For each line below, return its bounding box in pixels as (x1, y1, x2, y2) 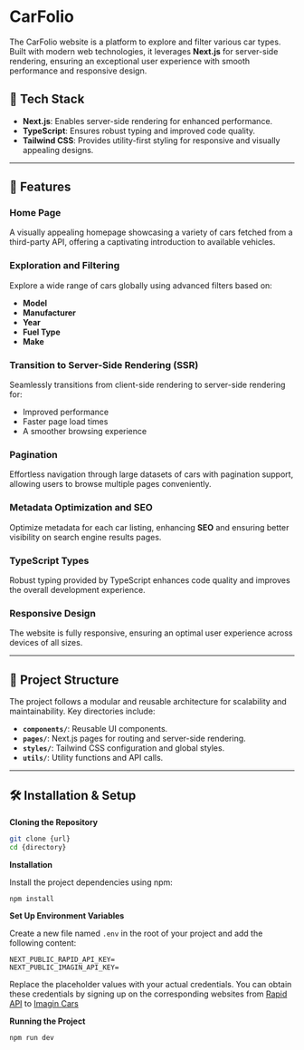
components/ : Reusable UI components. (22, 724, 168, 734)
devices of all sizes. (9, 637, 83, 648)
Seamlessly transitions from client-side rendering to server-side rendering (9, 379, 286, 391)
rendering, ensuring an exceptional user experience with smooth (9, 55, 251, 66)
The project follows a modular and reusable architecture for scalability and (9, 696, 287, 707)
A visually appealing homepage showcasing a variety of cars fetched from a (9, 227, 293, 238)
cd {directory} (9, 842, 67, 851)
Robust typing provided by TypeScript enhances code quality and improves (9, 574, 291, 586)
